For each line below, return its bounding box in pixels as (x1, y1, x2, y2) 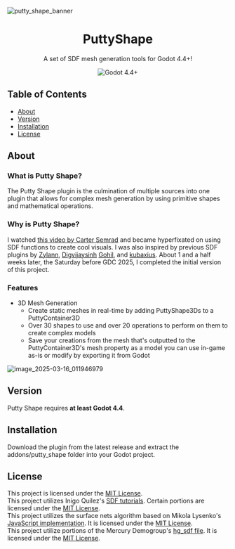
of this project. (7, 265, 50, 273)
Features (7, 283, 39, 292)
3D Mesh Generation (17, 299, 78, 307)
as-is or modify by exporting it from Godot (27, 351, 151, 360)
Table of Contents (7, 89, 88, 101)
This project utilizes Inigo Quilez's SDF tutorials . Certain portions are (7, 496, 205, 505)
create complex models (27, 329, 96, 337)
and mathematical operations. (7, 202, 93, 210)
